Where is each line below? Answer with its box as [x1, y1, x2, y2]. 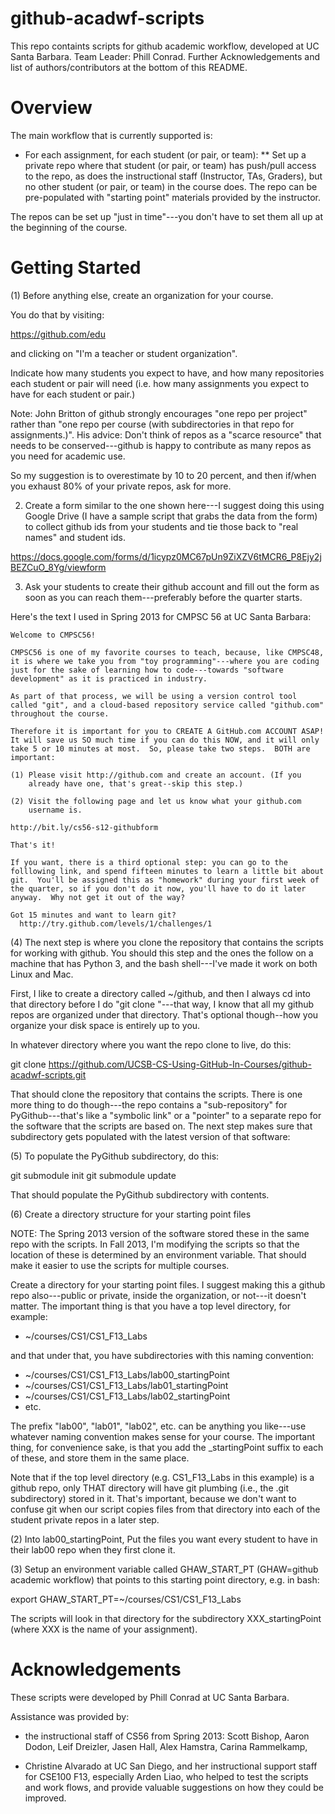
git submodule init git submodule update [10, 1169, 177, 1181]
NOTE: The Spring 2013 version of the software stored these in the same [10, 1227, 310, 1239]
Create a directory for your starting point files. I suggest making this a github [10, 1278, 326, 1291]
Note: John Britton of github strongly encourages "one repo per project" [10, 407, 308, 419]
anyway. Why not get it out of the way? [10, 892, 186, 902]
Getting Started [10, 257, 142, 279]
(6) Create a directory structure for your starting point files [10, 1208, 252, 1220]
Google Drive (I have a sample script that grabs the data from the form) [24, 510, 318, 522]
